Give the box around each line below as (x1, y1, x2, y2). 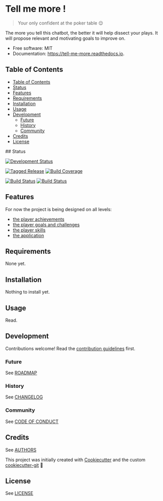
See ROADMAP (5, 370, 37, 376)
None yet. (5, 260, 26, 267)
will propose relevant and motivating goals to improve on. (5, 35, 126, 41)
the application (12, 232, 44, 239)
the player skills (12, 227, 46, 233)
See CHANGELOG (5, 394, 43, 400)
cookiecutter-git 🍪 (5, 462, 43, 468)
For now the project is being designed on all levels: (5, 206, 112, 212)
